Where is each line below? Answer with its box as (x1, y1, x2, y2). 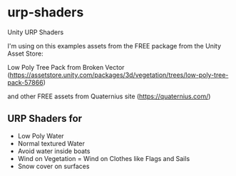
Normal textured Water (17, 139, 86, 147)
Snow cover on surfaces (17, 162, 90, 170)
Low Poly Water (17, 131, 64, 140)
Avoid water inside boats (17, 147, 91, 155)
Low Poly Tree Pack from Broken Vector (7, 63, 125, 71)
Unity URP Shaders (7, 28, 64, 36)
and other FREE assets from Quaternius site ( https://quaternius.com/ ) (7, 92, 211, 100)
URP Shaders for (7, 113, 83, 125)
